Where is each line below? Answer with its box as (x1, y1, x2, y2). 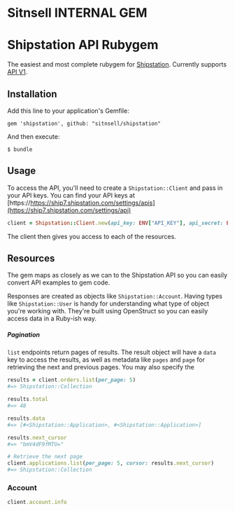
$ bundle (7, 146, 33, 153)
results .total (7, 396, 49, 403)
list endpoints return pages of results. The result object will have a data (7, 348, 217, 357)
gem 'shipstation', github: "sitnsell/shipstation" (7, 120, 161, 127)
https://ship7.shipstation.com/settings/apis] (30, 198, 155, 207)
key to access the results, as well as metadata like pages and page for (7, 355, 205, 364)
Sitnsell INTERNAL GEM (7, 5, 148, 21)
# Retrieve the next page (7, 454, 83, 461)
